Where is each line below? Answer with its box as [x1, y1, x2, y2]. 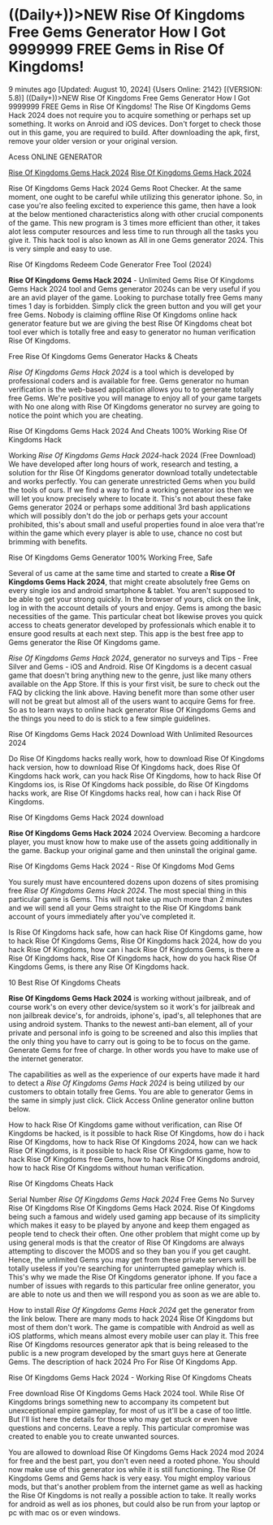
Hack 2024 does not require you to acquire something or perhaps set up [8, 110, 252, 119]
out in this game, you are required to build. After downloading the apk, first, [8, 128, 260, 137]
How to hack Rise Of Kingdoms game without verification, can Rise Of [8, 1120, 243, 1129]
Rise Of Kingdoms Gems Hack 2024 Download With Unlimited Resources [8, 729, 253, 739]
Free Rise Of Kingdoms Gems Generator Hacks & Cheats [8, 351, 198, 361]
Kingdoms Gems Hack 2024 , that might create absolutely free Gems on [8, 577, 250, 587]
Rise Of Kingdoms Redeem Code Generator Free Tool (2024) [8, 259, 212, 269]
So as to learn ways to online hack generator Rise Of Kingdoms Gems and [8, 704, 256, 714]
